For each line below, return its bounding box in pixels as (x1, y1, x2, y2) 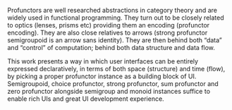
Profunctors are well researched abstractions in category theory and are (7, 6, 217, 14)
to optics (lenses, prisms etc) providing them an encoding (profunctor (7, 21, 210, 29)
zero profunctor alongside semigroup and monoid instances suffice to (7, 87, 210, 95)
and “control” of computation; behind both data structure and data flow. (7, 44, 215, 51)
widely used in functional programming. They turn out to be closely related (7, 13, 224, 22)
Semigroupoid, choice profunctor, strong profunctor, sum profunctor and (7, 80, 219, 87)
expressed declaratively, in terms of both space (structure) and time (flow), (7, 65, 226, 73)
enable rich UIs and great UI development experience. (7, 94, 164, 103)
